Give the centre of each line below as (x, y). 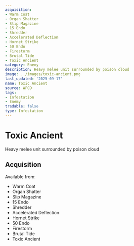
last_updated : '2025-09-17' (34, 79)
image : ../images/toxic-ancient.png (43, 74)
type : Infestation (24, 111)
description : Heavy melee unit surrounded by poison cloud (67, 70)
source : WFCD (19, 88)
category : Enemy (22, 65)
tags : (11, 93)
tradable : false (22, 106)
